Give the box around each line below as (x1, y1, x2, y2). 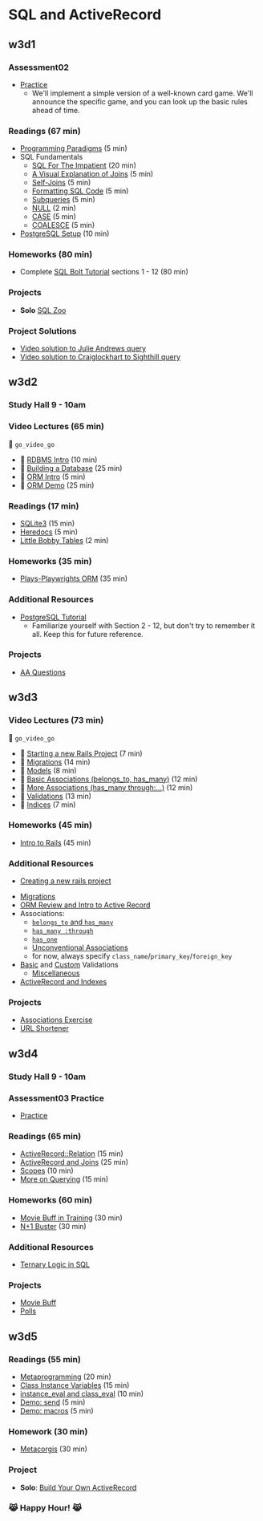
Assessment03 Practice (8, 1093, 104, 1104)
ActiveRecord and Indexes (19, 977, 107, 987)
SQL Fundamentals (19, 152, 83, 162)
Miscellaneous (31, 968, 80, 978)
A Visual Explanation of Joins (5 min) (31, 169, 154, 179)
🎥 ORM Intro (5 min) (19, 472, 86, 481)
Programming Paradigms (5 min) (19, 144, 128, 153)
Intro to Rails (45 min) (19, 838, 91, 847)
